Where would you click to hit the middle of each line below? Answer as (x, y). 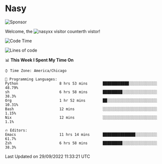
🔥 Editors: (16, 130)
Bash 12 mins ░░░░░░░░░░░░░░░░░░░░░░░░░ (81, 109)
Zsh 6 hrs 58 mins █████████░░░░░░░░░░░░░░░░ (81, 143)
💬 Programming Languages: (31, 79)
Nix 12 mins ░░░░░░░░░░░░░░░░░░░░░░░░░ (81, 117)
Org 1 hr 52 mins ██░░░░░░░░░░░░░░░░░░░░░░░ (81, 100)
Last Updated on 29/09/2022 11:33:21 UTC (48, 156)
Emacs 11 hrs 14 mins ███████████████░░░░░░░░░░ (81, 134)
